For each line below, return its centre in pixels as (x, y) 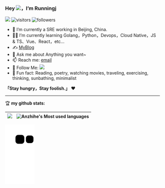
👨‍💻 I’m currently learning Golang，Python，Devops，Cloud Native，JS (84, 36)
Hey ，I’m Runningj (31, 8)
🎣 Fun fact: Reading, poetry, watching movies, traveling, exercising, (80, 73)
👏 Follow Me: (25, 68)
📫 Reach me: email (32, 60)
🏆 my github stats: (25, 103)
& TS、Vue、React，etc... (38, 41)
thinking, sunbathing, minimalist (44, 78)
